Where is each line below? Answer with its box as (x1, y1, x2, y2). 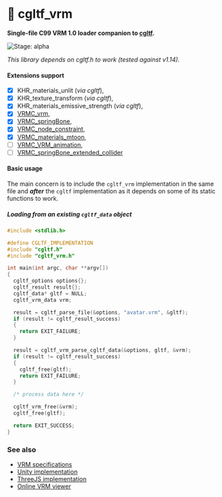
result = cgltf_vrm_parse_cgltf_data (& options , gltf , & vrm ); (13, 347, 192, 354)
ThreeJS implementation (16, 474, 87, 483)
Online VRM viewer (16, 482, 71, 490)
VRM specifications (16, 460, 73, 468)
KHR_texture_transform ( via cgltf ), (16, 94, 114, 102)
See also (7, 445, 36, 454)
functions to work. (7, 194, 59, 202)
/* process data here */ (13, 391, 84, 398)
